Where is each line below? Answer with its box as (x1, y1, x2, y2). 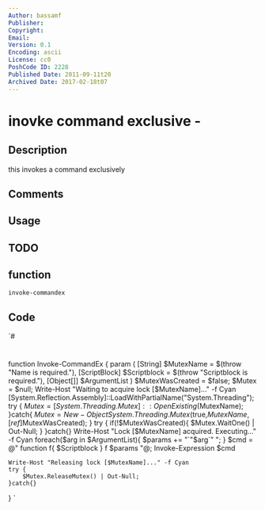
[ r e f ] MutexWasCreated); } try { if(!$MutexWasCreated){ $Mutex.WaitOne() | (8, 418, 255, 428)
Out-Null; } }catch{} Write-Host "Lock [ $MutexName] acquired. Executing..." (8, 427, 257, 436)
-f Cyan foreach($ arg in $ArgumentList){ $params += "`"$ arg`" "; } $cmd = (8, 435, 253, 444)
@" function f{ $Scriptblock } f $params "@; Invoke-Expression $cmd (8, 443, 236, 453)
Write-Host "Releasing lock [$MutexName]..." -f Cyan (8, 459, 190, 467)
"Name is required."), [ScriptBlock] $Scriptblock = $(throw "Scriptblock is (8, 367, 248, 377)
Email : (8, 33, 30, 42)
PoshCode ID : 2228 (8, 63, 69, 71)
